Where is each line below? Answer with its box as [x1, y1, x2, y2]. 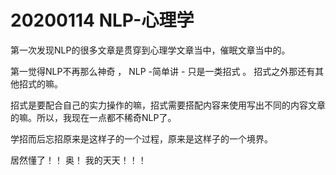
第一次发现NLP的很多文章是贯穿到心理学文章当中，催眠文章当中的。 [10, 44, 291, 56]
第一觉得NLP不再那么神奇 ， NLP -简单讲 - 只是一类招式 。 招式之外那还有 [10, 65, 316, 77]
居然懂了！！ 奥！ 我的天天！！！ [10, 154, 147, 166]
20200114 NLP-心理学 [10, 9, 195, 32]
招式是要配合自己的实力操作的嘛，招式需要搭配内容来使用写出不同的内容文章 [10, 99, 326, 111]
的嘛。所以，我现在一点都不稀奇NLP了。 [10, 111, 177, 123]
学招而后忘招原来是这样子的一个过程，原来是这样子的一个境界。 [10, 132, 273, 145]
